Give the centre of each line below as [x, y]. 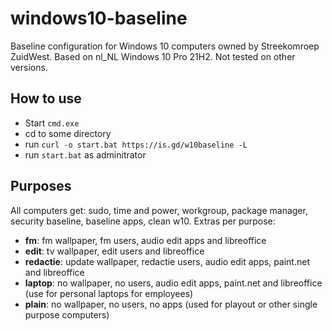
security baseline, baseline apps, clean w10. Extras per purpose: [143, 221]
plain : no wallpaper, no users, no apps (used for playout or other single [171, 304]
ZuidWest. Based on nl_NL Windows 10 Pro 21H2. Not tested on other [153, 56]
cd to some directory [68, 133]
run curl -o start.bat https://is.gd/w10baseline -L [136, 144]
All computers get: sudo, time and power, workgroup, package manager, [159, 210]
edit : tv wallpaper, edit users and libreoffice [114, 251]
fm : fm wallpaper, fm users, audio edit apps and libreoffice [145, 240]
